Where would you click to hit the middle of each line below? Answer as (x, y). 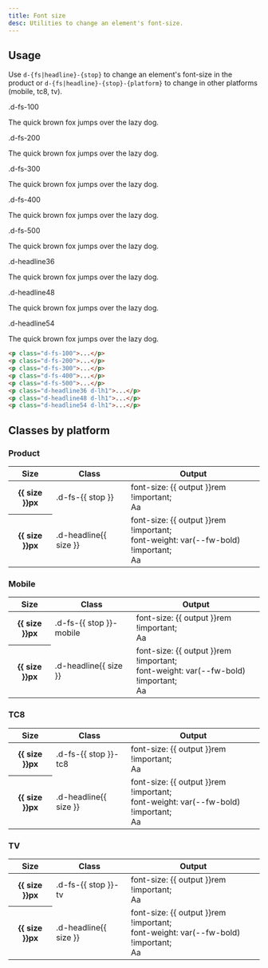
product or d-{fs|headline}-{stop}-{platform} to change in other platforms (133, 83)
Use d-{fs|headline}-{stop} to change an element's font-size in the (120, 75)
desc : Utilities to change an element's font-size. (96, 23)
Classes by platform (59, 431)
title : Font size (37, 16)
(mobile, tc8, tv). (35, 92)
